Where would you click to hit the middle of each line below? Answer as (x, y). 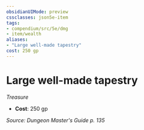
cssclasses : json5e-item (37, 17)
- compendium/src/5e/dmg (37, 28)
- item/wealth (24, 34)
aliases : (17, 40)
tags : (13, 23)
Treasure (17, 97)
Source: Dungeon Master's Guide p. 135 (55, 120)
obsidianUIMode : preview (37, 12)
